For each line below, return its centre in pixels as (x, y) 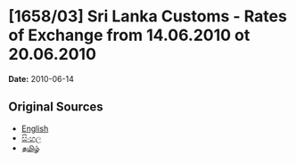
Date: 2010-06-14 (41, 78)
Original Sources (56, 107)
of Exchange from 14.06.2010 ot (129, 35)
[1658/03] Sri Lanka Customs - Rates (148, 16)
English (35, 128)
